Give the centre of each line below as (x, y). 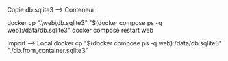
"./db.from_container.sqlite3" (48, 50)
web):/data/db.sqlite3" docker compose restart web (80, 30)
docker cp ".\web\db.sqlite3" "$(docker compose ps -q (85, 23)
